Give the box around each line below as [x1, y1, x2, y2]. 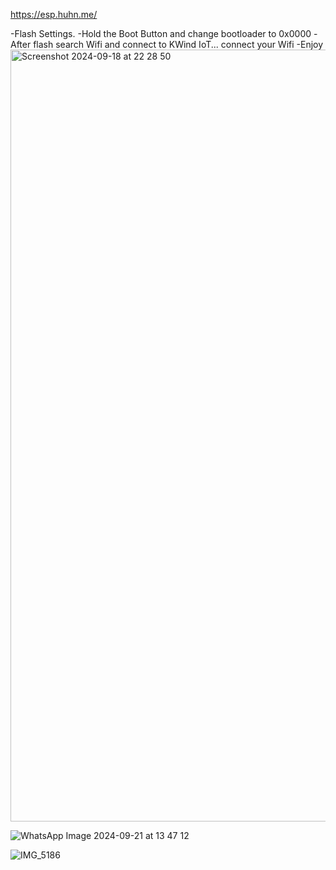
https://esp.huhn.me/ [10, 9, 98, 20]
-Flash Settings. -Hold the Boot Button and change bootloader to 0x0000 [10, 28, 312, 39]
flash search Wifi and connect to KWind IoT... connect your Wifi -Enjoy [33, 39, 324, 50]
